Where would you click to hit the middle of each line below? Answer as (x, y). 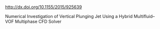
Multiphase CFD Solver (38, 22)
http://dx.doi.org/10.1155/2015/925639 (43, 7)
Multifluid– (144, 16)
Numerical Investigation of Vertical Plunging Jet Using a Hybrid (69, 16)
